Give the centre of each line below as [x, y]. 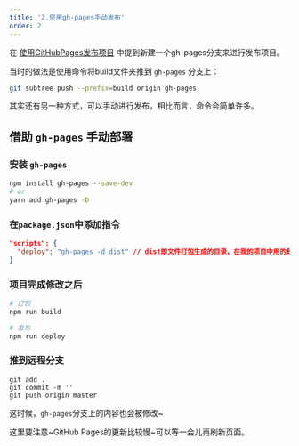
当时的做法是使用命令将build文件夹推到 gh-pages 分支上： [114, 71]
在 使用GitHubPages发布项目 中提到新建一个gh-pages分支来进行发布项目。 [147, 52]
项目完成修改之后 [46, 284]
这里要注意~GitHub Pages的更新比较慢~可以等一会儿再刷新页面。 [129, 432]
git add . [28, 379]
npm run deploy [37, 336]
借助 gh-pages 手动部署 [71, 137]
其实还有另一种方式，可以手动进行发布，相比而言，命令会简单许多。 [134, 106]
